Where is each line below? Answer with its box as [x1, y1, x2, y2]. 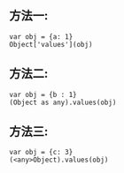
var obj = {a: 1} [9, 32, 74, 41]
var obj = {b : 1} [9, 90, 77, 99]
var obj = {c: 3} [9, 148, 74, 157]
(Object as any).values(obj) [9, 98, 117, 107]
